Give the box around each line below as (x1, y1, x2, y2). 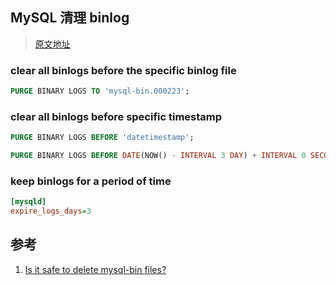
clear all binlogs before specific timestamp (10, 109, 223, 123)
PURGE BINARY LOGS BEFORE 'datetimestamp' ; (10, 133, 195, 143)
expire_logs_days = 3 (10, 206, 92, 217)
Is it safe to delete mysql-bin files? (24, 263, 167, 275)
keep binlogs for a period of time (10, 174, 172, 188)
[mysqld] (10, 197, 47, 207)
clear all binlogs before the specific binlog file (10, 63, 237, 77)
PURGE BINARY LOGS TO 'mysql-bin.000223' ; (10, 86, 190, 97)
